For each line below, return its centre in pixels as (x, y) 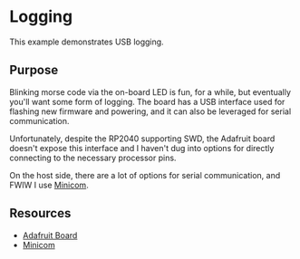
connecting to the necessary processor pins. (93, 158)
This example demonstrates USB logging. (87, 42)
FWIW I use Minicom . (49, 185)
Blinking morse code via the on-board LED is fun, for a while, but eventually (150, 91)
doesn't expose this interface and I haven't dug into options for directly (142, 148)
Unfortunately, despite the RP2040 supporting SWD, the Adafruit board (142, 139)
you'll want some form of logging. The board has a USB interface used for (147, 101)
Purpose (34, 70)
